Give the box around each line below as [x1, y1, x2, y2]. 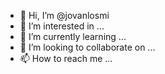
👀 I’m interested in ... [19, 20, 105, 32]
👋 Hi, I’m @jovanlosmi [19, 10, 110, 21]
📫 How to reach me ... [19, 53, 113, 64]
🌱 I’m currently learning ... [19, 31, 127, 42]
